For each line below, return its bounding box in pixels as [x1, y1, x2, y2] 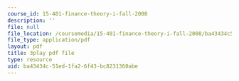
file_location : [7, 30, 53, 37]
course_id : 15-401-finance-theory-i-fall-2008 [7, 10, 148, 18]
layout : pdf [7, 43, 43, 50]
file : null [7, 23, 40, 30]
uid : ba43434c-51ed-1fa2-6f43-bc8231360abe [7, 63, 139, 70]
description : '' [7, 17, 55, 24]
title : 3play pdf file [7, 50, 75, 57]
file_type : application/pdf [7, 37, 91, 44]
